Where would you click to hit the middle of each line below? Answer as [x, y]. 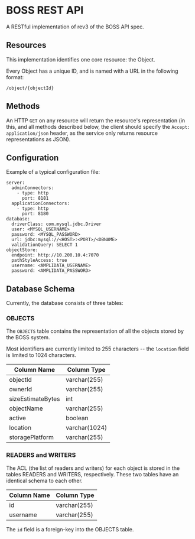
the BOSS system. [28, 337]
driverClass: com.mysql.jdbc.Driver [56, 224]
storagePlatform [32, 437]
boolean [77, 418]
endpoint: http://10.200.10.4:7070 [55, 255]
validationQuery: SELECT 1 [45, 245]
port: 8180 [35, 214]
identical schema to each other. [44, 480]
